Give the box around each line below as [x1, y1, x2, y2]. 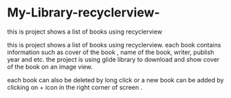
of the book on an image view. [7, 62, 93, 71]
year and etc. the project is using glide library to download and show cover [7, 55, 220, 63]
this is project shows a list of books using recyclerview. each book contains [7, 40, 221, 49]
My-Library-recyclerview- [7, 5, 161, 21]
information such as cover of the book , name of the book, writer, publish [7, 48, 214, 56]
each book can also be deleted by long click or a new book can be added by [7, 75, 224, 84]
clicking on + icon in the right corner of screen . [7, 83, 143, 91]
